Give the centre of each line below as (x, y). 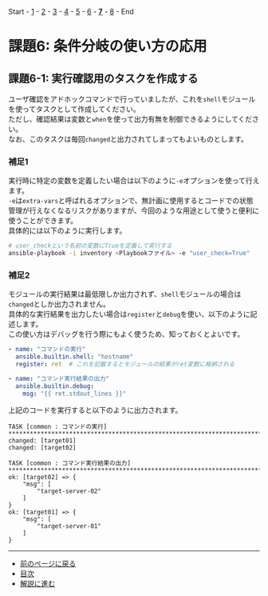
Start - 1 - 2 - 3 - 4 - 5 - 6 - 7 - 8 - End (71, 12)
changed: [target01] (43, 440)
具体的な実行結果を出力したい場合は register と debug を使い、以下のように (130, 314)
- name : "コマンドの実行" (47, 350)
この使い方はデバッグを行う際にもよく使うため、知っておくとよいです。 (126, 334)
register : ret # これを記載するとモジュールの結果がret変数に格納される (125, 364)
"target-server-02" (69, 491)
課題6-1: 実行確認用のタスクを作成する (103, 78)
